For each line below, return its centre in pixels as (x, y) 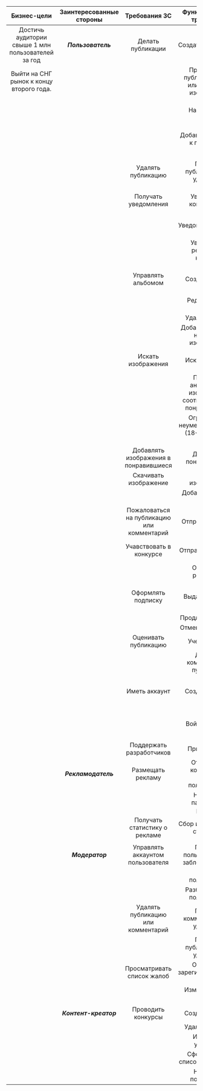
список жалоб (149, 976)
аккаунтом (148, 855)
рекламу (148, 777)
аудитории (31, 37)
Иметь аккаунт (148, 691)
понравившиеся (148, 465)
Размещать (148, 770)
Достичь (31, 30)
